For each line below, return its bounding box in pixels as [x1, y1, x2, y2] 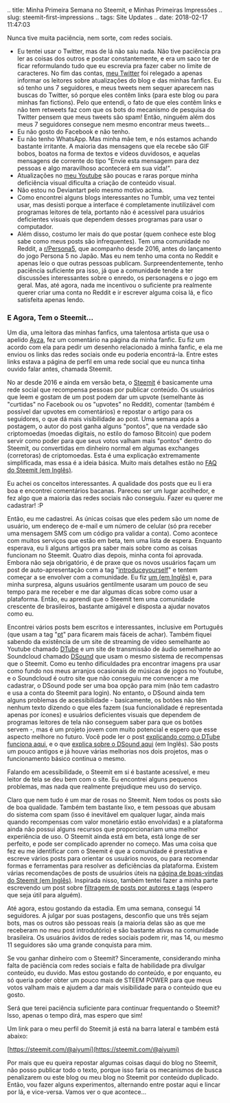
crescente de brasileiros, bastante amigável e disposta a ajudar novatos [7, 602, 211, 611]
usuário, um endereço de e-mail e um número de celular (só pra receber [7, 522, 211, 531]
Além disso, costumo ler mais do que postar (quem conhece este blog [16, 230, 216, 238]
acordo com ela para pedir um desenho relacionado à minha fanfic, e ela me [7, 343, 223, 352]
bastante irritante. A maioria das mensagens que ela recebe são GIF [16, 142, 209, 150]
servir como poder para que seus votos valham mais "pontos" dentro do [7, 437, 211, 445]
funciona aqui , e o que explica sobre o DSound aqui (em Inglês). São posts [7, 740, 218, 749]
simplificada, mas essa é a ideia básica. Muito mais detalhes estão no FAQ [7, 459, 218, 467]
